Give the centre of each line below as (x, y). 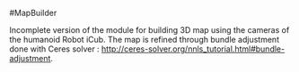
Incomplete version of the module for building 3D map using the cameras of (149, 30)
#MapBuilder (33, 13)
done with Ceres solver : (55, 49)
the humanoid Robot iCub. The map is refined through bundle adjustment (145, 40)
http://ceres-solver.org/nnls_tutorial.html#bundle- (193, 49)
